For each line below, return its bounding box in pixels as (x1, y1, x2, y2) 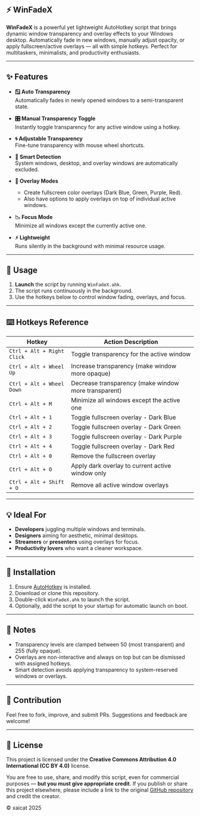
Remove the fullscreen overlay (71, 452, 156, 460)
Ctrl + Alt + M (9, 401, 52, 408)
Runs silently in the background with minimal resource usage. (14, 242, 165, 249)
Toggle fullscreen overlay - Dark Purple (71, 433, 182, 441)
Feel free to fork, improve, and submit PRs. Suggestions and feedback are (6, 711, 187, 718)
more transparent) (71, 386, 122, 395)
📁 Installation (6, 567, 56, 577)
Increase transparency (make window (71, 362, 177, 370)
